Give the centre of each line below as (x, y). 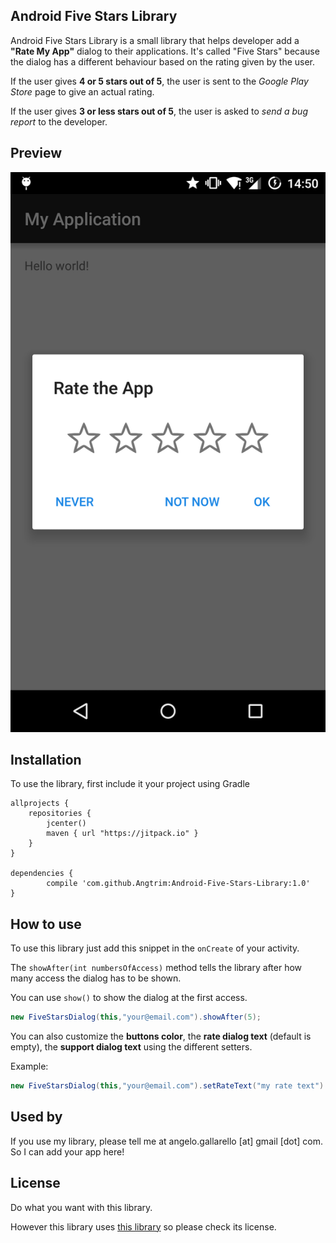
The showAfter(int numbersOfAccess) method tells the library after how (156, 968)
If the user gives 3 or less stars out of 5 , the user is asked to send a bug (159, 111)
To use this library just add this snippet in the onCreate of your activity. (155, 948)
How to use (46, 924)
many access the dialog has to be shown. (96, 978)
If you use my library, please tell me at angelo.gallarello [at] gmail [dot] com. (166, 1141)
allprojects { (40, 804)
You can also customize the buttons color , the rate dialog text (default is (161, 1036)
